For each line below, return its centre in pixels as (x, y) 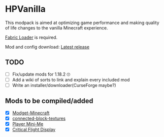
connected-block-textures (39, 118)
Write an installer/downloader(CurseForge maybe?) (64, 85)
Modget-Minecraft (31, 113)
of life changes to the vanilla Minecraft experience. (57, 27)
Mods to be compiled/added (49, 101)
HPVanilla (25, 9)
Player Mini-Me (28, 124)
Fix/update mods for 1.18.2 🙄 (41, 74)
